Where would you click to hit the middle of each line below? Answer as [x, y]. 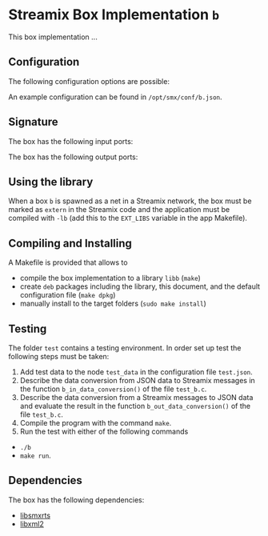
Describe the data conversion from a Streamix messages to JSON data [136, 397]
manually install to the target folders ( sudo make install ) [113, 304]
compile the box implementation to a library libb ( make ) [110, 278]
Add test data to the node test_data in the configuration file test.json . [136, 372]
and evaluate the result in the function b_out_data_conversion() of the [135, 406]
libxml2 [32, 524]
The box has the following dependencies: [76, 500]
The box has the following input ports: [71, 141]
